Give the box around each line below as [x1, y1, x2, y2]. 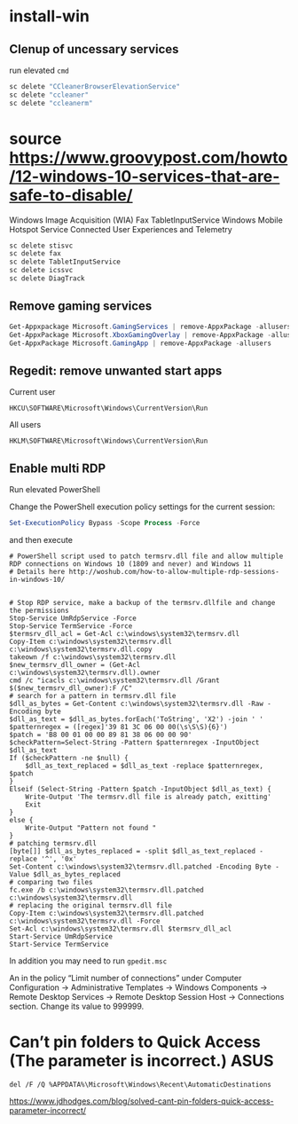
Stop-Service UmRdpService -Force [9, 614, 137, 623]
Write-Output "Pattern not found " [25, 823, 157, 832]
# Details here [9, 567, 66, 576]
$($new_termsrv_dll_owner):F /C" [9, 683, 133, 693]
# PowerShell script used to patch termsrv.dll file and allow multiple [9, 552, 284, 561]
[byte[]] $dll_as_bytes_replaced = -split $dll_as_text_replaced [9, 846, 255, 855]
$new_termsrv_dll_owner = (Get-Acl [9, 660, 141, 669]
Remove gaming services [9, 299, 153, 314]
